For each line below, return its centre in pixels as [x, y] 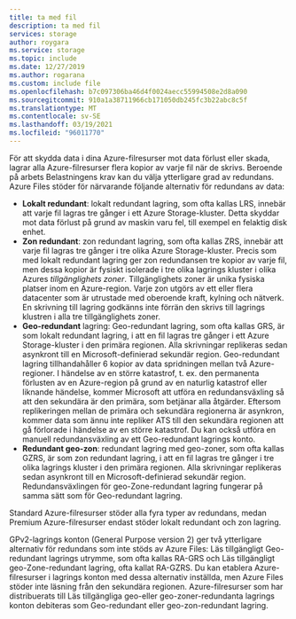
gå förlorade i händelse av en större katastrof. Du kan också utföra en [149, 429]
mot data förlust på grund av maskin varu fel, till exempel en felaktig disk [155, 222]
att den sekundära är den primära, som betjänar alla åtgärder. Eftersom [152, 401]
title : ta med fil [43, 17]
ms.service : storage [47, 51]
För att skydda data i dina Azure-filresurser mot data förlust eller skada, [140, 158]
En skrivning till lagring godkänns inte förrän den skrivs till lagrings [144, 307]
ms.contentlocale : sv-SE [55, 116]
